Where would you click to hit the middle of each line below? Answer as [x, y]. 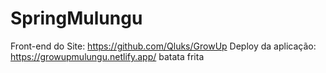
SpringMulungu [76, 18]
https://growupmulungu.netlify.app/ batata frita [107, 56]
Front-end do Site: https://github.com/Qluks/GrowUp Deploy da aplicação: [163, 46]
